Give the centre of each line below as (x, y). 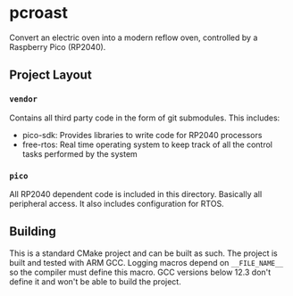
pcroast (39, 13)
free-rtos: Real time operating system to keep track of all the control (147, 144)
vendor (24, 99)
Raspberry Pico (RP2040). (58, 46)
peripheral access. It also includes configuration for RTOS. (117, 203)
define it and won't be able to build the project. (95, 281)
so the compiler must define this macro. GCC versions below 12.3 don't (140, 272)
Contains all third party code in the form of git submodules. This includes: (145, 118)
